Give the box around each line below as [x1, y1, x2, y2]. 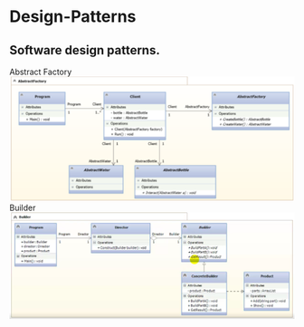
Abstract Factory [9, 66, 72, 77]
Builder [9, 202, 36, 213]
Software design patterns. [9, 43, 160, 58]
